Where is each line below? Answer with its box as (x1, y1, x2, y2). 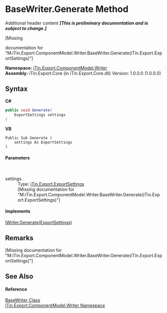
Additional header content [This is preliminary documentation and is (5, 20, 149, 26)
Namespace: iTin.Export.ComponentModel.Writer (5, 65, 108, 71)
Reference (5, 286, 27, 292)
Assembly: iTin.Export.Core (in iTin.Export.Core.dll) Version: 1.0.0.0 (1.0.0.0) (5, 70, 161, 76)
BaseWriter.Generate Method (5, 3, 129, 15)
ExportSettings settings (14, 112, 66, 117)
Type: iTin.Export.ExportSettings (17, 181, 85, 187)
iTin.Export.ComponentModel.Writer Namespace (5, 303, 105, 309)
